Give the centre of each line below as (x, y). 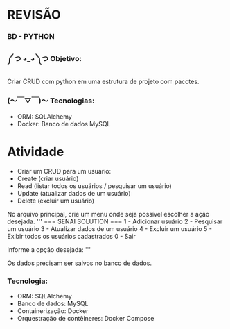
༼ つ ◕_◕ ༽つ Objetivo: (44, 59)
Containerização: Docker (53, 311)
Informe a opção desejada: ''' (49, 249)
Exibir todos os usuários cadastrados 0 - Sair (72, 236)
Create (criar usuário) (48, 178)
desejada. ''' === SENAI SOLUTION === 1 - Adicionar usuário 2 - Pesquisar (115, 221)
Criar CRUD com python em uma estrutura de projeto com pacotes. (103, 82)
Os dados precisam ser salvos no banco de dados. (80, 263)
